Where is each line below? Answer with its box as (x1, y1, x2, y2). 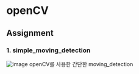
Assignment (6, 28, 54, 38)
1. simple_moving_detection (6, 46, 91, 55)
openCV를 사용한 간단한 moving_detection (29, 60, 134, 67)
